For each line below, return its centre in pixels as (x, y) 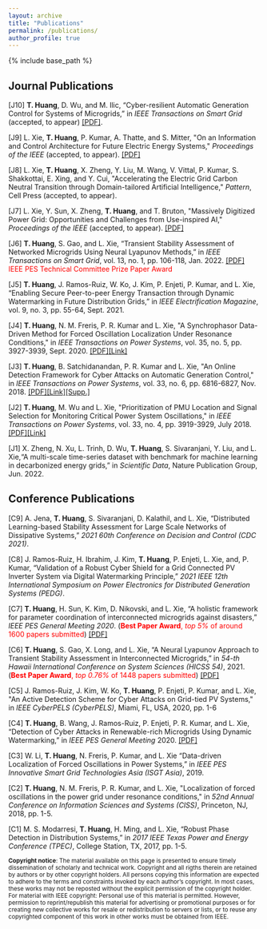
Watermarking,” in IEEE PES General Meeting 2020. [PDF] (103, 740)
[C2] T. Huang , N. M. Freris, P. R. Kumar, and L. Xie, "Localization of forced (132, 787)
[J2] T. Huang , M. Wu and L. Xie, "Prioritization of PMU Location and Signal (133, 408)
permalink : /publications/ (53, 30)
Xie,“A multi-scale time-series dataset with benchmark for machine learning (133, 457)
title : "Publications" (46, 23)
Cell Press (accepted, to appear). (63, 196)
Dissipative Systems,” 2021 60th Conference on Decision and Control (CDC (132, 535)
